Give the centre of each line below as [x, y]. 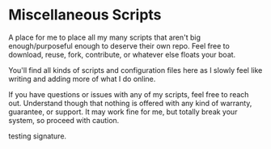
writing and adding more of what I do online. [82, 79]
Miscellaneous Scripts [85, 15]
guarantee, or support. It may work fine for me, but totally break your [123, 112]
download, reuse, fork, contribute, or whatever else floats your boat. [122, 54]
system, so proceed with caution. [64, 120]
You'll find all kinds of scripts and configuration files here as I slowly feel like [135, 70]
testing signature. [38, 136]
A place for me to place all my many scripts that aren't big [104, 37]
